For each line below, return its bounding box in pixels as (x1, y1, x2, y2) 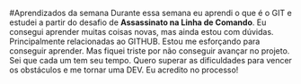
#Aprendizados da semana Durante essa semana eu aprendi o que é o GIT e (9, 8, 292, 18)
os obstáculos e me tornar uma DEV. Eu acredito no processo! (9, 64, 239, 75)
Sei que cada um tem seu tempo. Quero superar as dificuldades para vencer (9, 55, 292, 65)
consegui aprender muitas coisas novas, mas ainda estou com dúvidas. (9, 27, 274, 37)
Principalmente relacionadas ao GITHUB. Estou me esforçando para (9, 36, 261, 46)
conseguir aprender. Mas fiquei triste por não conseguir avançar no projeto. (9, 46, 290, 56)
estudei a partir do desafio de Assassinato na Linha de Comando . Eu (9, 17, 267, 28)
